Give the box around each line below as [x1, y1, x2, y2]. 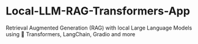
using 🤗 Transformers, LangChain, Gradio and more [5, 30, 136, 37]
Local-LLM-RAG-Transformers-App [5, 4, 191, 18]
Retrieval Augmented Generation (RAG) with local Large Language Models [5, 24, 193, 31]
